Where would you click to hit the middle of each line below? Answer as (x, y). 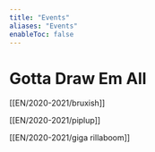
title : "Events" (39, 17)
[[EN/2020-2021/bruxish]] (57, 103)
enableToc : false (42, 34)
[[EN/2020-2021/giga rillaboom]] (70, 138)
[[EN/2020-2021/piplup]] (55, 121)
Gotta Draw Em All (78, 78)
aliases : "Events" (43, 26)
